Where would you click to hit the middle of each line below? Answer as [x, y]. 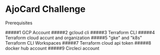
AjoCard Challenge [45, 9]
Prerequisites [19, 23]
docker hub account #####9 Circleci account [52, 48]
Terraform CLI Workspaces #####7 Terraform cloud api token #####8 [78, 43]
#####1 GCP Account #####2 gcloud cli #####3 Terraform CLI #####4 [80, 32]
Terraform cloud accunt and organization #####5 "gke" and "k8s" [74, 38]
